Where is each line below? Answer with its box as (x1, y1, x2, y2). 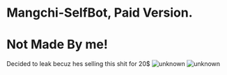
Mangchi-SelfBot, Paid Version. (6, 5, 193, 21)
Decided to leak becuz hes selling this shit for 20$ (6, 60, 150, 68)
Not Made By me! (6, 37, 109, 53)
